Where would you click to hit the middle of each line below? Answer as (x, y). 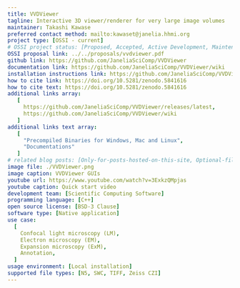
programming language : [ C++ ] (51, 200)
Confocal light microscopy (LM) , (70, 233)
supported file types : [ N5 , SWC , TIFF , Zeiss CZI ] (84, 273)
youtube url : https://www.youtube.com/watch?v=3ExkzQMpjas (97, 180)
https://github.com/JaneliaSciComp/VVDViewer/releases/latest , (119, 107)
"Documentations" (49, 147)
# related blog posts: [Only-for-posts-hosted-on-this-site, (100, 160)
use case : (22, 220)
